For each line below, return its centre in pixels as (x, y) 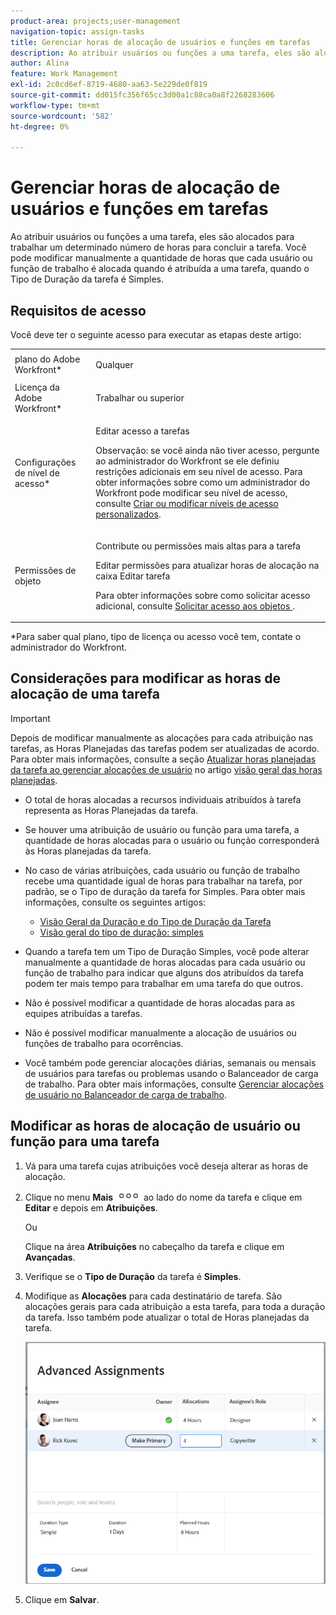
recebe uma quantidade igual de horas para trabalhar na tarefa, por (163, 881)
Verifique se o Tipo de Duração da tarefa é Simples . (133, 1276)
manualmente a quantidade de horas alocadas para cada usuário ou (165, 962)
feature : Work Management (64, 74)
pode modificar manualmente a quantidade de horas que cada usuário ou (161, 258)
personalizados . (128, 514)
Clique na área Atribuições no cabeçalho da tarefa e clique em (154, 1246)
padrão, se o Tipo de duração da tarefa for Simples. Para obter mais (165, 891)
